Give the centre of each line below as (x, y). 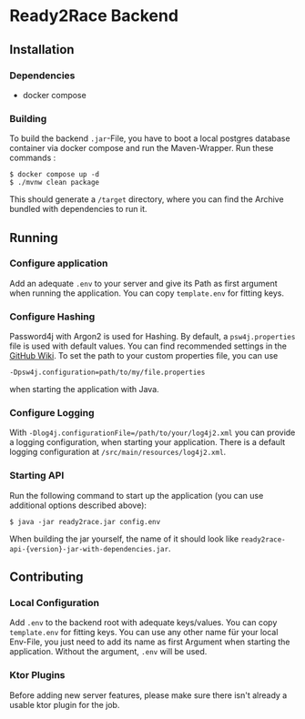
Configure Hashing (52, 317)
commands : (33, 158)
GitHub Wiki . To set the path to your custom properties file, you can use (144, 356)
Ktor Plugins (37, 675)
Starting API (37, 476)
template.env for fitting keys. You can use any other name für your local (144, 633)
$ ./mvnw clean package (55, 183)
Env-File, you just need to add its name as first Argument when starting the (150, 642)
